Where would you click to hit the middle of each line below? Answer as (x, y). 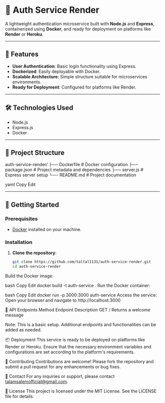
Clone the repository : (34, 253)
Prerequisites (21, 219)
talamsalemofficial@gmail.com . (37, 382)
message (14, 315)
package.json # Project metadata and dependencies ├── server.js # (74, 170)
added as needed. (23, 330)
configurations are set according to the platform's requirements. (70, 352)
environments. (27, 82)
